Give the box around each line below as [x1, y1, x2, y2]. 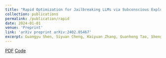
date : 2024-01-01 [5, 20, 41, 26]
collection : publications [5, 12, 58, 17]
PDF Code [5, 47, 26, 54]
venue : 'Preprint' [5, 25, 43, 30]
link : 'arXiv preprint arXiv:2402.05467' [5, 30, 92, 35]
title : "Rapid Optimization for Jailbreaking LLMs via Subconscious [5, 7, 149, 12]
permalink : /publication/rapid [5, 16, 70, 21]
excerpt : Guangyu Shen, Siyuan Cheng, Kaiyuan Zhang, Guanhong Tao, [5, 35, 149, 39]
